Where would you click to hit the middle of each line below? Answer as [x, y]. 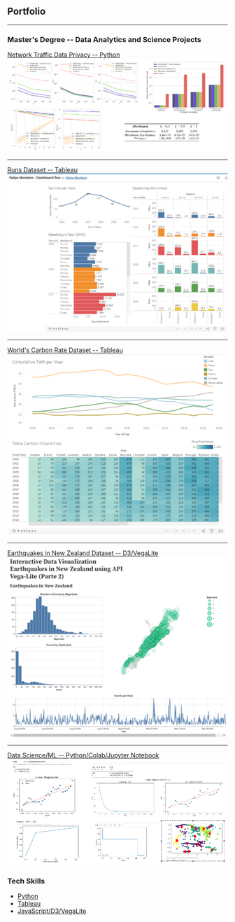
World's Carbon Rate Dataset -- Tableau [65, 350]
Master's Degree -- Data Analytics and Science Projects [104, 39]
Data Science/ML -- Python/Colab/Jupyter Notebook [83, 755]
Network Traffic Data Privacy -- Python [64, 55]
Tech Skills [26, 881]
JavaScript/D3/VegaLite [52, 911]
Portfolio [27, 12]
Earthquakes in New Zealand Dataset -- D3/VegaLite [83, 553]
